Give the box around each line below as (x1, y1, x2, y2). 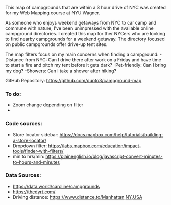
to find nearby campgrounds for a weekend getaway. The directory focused (5, 36, 165, 42)
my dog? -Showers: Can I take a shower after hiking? (5, 67, 116, 74)
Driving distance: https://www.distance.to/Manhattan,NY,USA (12, 194, 143, 200)
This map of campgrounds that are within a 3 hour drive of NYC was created (5, 5, 166, 10)
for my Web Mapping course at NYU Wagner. (5, 10, 101, 16)
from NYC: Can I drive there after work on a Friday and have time (25, 57, 162, 63)
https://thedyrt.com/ (12, 189, 56, 195)
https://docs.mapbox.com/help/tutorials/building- (59, 131, 164, 138)
